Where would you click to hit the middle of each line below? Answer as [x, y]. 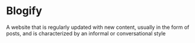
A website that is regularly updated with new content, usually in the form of [98, 27]
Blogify [24, 11]
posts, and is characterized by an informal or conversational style [86, 33]
